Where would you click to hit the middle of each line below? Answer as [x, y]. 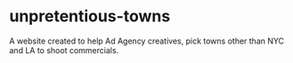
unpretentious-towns [90, 16]
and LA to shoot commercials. [64, 50]
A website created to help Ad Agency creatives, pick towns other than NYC [147, 41]
